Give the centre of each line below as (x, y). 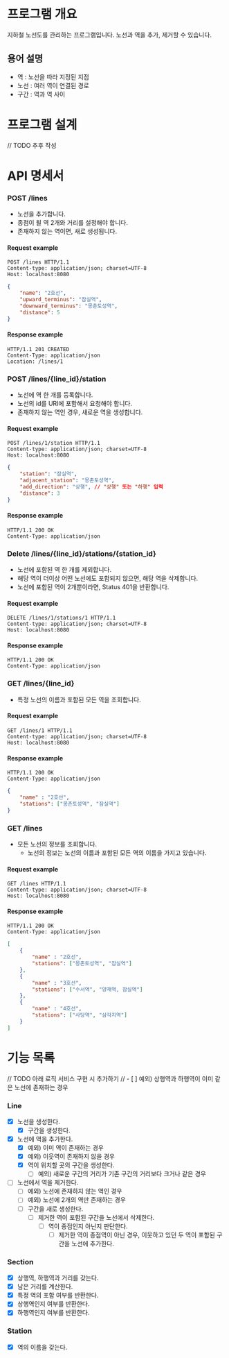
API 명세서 (36, 176)
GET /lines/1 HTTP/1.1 (40, 730)
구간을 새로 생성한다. (55, 1209)
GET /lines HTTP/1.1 (37, 884)
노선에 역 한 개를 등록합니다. (55, 395)
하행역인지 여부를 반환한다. (53, 1313)
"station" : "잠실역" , (48, 474)
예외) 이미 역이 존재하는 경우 (65, 1148)
